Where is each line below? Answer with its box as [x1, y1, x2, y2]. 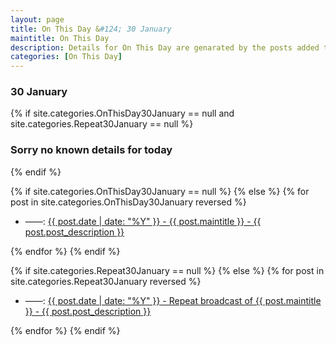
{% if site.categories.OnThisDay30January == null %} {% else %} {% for [10, 185, 310, 197]
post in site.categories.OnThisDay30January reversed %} [10, 196, 247, 208]
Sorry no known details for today [10, 143, 173, 157]
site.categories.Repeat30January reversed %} [10, 275, 202, 287]
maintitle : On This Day [10, 33, 110, 43]
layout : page [10, 14, 65, 25]
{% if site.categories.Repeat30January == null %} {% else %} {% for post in [10, 264, 325, 276]
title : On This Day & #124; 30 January [10, 24, 172, 34]
